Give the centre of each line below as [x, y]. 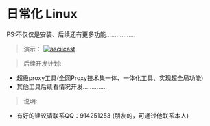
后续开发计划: [42, 63]
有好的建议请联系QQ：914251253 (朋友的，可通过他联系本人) [103, 115]
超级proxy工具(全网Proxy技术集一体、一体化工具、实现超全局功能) [110, 78]
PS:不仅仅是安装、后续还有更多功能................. [71, 34]
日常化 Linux [42, 14]
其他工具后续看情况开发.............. [62, 86]
